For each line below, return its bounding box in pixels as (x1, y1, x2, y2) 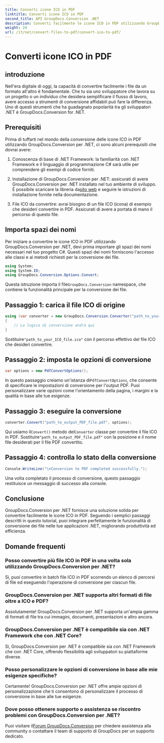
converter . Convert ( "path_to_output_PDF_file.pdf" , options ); (5, 420, 132, 425)
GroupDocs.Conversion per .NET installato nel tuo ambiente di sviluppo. (12, 181, 157, 187)
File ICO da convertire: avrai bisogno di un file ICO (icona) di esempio (12, 201, 152, 207)
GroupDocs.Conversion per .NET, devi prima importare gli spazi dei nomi (5, 244, 151, 250)
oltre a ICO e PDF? (5, 598, 49, 605)
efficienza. (5, 528, 26, 534)
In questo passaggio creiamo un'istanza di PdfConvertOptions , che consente (5, 377, 157, 383)
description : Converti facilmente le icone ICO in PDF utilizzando (5, 21, 145, 26)
